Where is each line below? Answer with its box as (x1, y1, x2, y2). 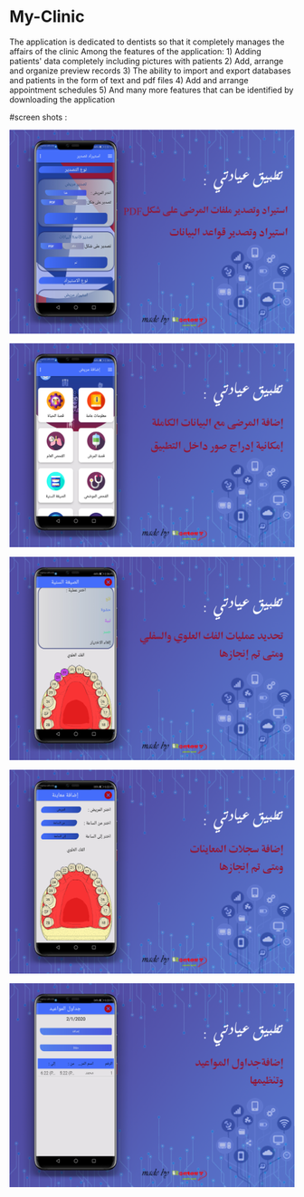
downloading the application (9, 93, 116, 105)
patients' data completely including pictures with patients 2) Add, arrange (9, 55, 284, 66)
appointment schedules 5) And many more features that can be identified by (9, 84, 294, 95)
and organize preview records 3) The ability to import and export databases (9, 65, 291, 76)
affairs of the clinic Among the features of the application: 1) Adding (9, 45, 262, 56)
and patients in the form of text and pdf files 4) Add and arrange (9, 74, 249, 85)
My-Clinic (9, 6, 85, 27)
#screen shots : (9, 111, 68, 122)
